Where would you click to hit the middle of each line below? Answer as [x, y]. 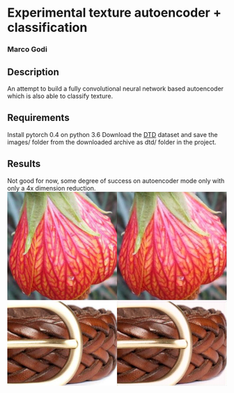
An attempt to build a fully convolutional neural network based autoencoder [116, 88]
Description [33, 72]
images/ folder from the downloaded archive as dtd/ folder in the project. [112, 142]
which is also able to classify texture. [60, 96]
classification [47, 27]
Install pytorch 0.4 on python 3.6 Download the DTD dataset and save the [112, 134]
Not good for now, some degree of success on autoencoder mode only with [116, 181]
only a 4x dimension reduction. [52, 188]
